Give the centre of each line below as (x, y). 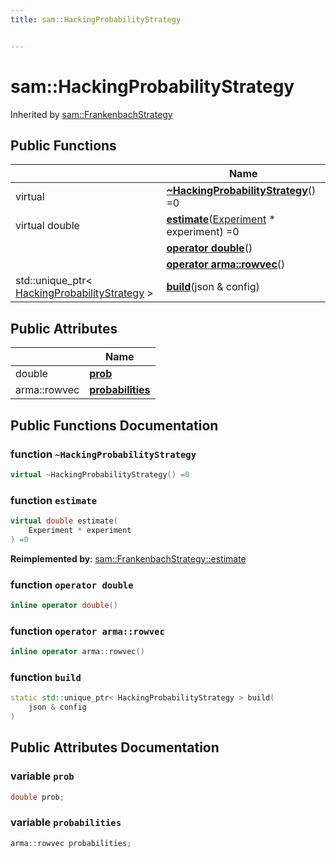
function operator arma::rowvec (87, 631)
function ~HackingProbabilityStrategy (103, 454)
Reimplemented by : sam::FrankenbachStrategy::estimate (128, 558)
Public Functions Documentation (114, 425)
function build (46, 677)
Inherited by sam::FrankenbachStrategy (91, 114)
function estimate (54, 500)
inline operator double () (64, 605)
